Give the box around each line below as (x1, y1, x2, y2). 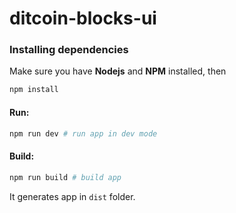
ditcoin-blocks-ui (9, 7, 157, 30)
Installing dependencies (9, 43, 129, 57)
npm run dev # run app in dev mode (9, 128, 158, 139)
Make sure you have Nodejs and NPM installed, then (9, 65, 227, 77)
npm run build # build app (9, 172, 122, 182)
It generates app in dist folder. (9, 190, 136, 202)
